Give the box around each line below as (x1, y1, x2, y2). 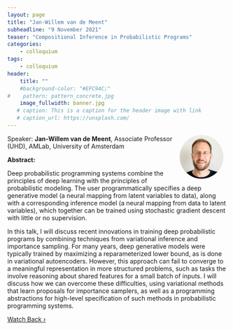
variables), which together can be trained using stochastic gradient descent (7, 206, 226, 215)
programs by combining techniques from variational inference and (7, 234, 198, 243)
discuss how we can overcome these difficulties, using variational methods (7, 279, 224, 287)
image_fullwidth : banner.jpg (20, 100, 105, 107)
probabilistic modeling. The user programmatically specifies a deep (7, 184, 202, 192)
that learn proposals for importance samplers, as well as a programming (7, 287, 215, 295)
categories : (7, 41, 42, 48)
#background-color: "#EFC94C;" (20, 85, 111, 92)
